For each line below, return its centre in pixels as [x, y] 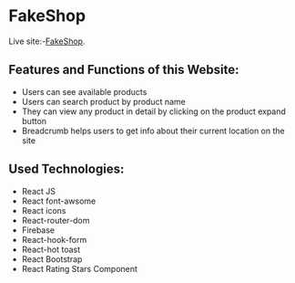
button [34, 121]
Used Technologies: [66, 169]
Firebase [38, 230]
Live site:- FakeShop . [47, 41]
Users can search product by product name [103, 101]
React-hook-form [54, 239]
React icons [44, 210]
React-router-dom [56, 220]
